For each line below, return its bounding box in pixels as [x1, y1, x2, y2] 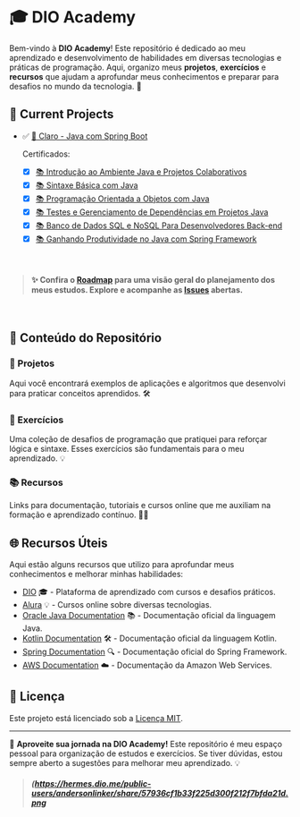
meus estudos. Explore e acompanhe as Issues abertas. [30, 285, 244, 295]
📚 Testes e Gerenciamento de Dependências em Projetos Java [35, 207, 269, 217]
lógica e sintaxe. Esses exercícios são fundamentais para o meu [9, 443, 245, 454]
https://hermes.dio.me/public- [34, 779, 152, 789]
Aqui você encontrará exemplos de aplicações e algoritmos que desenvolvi [9, 378, 286, 388]
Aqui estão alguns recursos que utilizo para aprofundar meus [9, 559, 235, 570]
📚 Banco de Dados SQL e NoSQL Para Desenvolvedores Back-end [35, 220, 283, 231]
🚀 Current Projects [9, 106, 114, 122]
